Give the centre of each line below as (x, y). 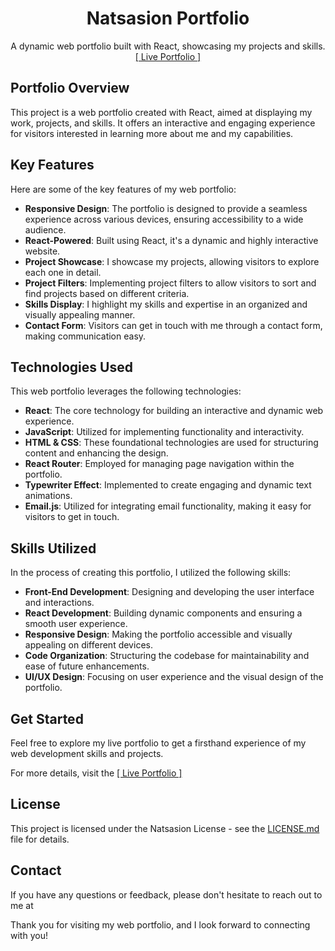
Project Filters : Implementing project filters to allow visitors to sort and (170, 283)
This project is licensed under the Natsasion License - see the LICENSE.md (165, 828)
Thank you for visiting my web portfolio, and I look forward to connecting (160, 924)
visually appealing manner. (80, 314)
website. (42, 251)
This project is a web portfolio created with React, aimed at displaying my (161, 112)
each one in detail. (63, 272)
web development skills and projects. (87, 753)
